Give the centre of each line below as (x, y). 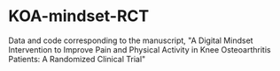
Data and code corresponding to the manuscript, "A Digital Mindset (131, 40)
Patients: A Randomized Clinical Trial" (77, 59)
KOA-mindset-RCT (79, 16)
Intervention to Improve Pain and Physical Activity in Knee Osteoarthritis (140, 49)
